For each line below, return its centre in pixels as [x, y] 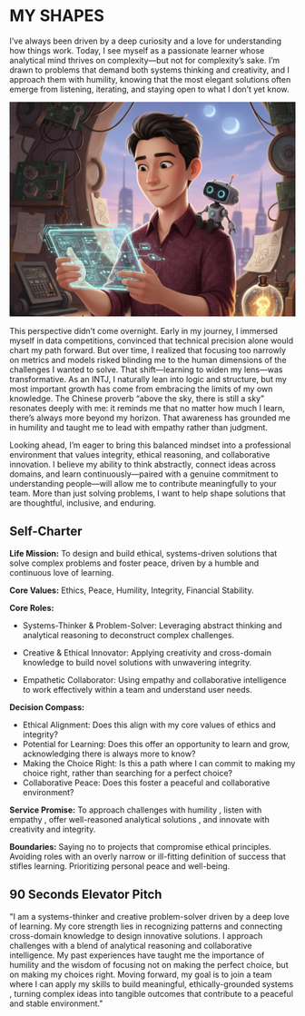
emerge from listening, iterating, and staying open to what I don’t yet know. [149, 89]
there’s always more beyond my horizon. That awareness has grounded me [150, 418]
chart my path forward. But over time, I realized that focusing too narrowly [148, 350]
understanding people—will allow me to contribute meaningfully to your [143, 483]
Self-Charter [46, 532]
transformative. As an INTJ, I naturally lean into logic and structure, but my [148, 379]
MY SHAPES [57, 16]
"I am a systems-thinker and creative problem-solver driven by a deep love [150, 916]
